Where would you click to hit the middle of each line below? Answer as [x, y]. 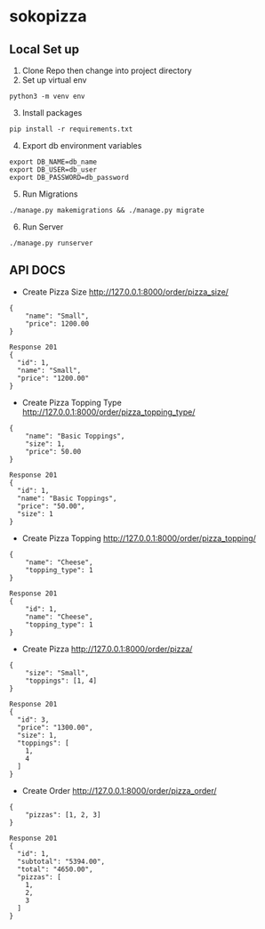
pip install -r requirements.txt [71, 129]
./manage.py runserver [51, 243]
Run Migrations [50, 194]
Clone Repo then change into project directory [107, 70]
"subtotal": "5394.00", [61, 861]
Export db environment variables [82, 145]
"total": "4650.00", [55, 869]
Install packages [52, 113]
